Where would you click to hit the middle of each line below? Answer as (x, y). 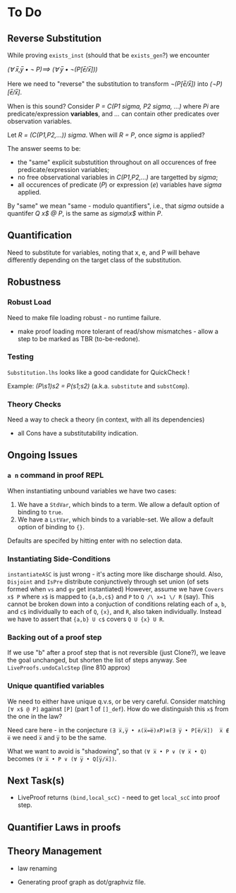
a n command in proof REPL (56, 475)
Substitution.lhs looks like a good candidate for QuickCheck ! (99, 372)
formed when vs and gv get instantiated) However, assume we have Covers (116, 589)
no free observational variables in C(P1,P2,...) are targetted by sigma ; (118, 177)
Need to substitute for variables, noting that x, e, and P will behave (104, 252)
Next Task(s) (36, 781)
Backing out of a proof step (55, 637)
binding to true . (40, 512)
